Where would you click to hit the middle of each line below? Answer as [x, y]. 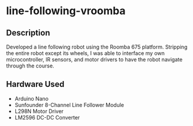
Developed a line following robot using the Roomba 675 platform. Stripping [97, 47]
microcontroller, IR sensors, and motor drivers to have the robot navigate [94, 59]
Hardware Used [35, 84]
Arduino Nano [32, 98]
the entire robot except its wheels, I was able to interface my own [86, 53]
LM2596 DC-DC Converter [47, 117]
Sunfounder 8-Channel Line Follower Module [69, 105]
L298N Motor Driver [39, 111]
